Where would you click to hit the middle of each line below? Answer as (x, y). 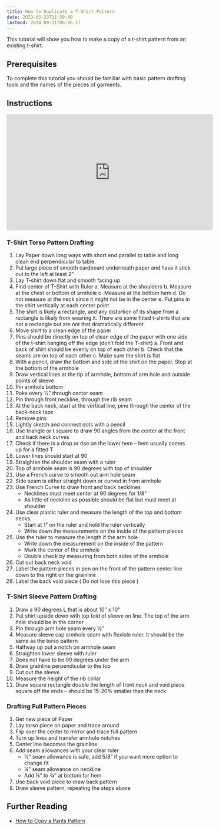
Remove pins (31, 418)
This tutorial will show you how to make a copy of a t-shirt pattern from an (96, 40)
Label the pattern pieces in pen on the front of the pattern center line (99, 569)
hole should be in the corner (49, 622)
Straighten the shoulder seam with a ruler (65, 462)
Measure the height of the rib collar (58, 678)
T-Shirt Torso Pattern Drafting (50, 242)
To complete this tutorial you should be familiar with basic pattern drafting (96, 78)
